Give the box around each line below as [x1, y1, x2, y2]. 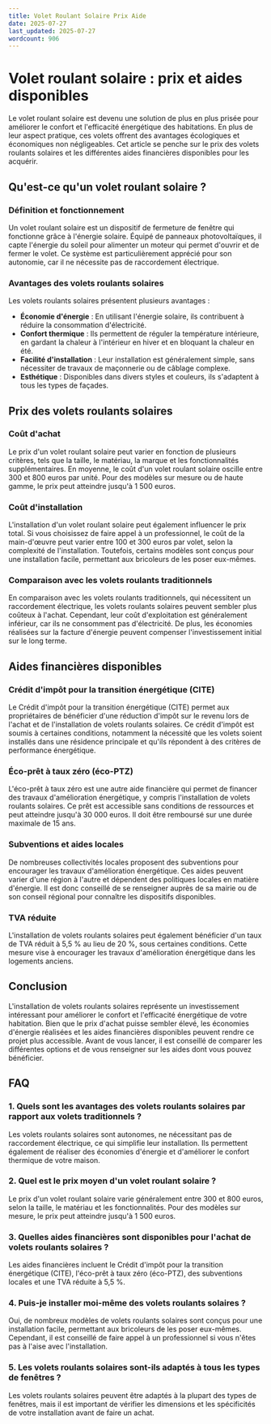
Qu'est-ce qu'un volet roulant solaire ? [8, 180, 206, 194]
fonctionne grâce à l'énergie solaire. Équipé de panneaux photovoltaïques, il [8, 231, 262, 241]
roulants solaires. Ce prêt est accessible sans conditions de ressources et [8, 801, 254, 811]
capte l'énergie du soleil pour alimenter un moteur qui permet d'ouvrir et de [8, 240, 260, 250]
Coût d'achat [8, 428, 61, 440]
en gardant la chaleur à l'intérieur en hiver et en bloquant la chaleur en [19, 337, 255, 347]
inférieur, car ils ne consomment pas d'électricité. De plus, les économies [8, 619, 253, 628]
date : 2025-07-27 [8, 19, 67, 28]
